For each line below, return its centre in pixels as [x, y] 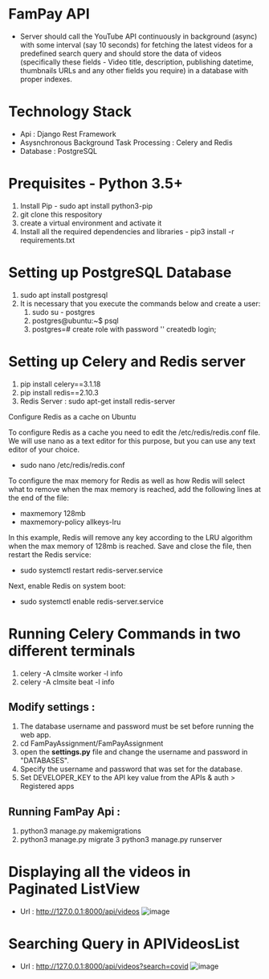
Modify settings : [52, 707]
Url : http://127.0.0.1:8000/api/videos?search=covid [104, 966]
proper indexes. [46, 79]
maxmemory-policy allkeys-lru [70, 522]
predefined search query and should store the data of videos [121, 53]
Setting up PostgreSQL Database [120, 273]
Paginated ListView [74, 889]
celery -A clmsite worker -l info [71, 673]
